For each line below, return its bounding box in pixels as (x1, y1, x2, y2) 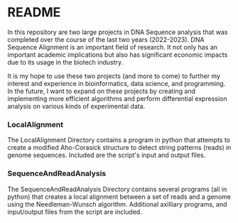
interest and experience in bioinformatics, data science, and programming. (7, 79, 226, 87)
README (7, 4, 61, 21)
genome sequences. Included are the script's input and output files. (7, 151, 206, 160)
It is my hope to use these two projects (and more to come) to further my (7, 72, 221, 80)
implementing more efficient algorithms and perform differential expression (7, 94, 227, 103)
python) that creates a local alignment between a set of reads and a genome (7, 192, 231, 201)
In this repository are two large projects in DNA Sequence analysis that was (7, 28, 228, 36)
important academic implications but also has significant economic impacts (7, 50, 228, 59)
